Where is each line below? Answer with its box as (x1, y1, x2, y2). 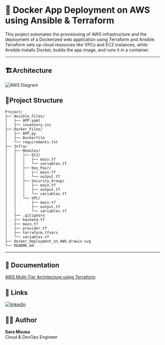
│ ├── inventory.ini (5, 122, 52, 127)
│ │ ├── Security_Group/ (5, 178, 65, 183)
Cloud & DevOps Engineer (5, 334, 58, 340)
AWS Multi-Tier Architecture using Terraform (5, 274, 96, 280)
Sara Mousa (5, 329, 30, 335)
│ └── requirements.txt (5, 139, 58, 144)
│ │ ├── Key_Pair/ (5, 165, 52, 171)
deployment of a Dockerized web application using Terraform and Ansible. (5, 36, 156, 42)
